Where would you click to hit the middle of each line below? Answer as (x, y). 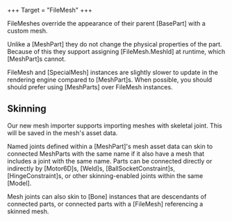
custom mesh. (27, 31)
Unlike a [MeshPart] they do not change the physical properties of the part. (115, 44)
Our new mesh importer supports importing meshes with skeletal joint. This (115, 125)
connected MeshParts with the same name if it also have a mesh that (106, 153)
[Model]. (19, 183)
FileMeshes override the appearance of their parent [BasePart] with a (107, 23)
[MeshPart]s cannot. (36, 59)
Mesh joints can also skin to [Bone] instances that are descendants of (107, 196)
